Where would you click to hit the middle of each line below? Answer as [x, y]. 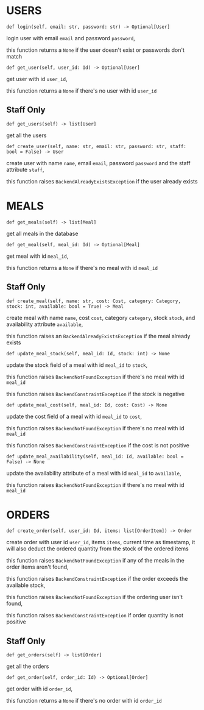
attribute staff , [25, 169]
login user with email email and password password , [71, 38]
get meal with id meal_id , [37, 256]
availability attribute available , [45, 324]
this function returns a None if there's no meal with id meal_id [82, 268]
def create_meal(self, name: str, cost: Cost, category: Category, [94, 301]
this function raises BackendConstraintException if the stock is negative [95, 394]
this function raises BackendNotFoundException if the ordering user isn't [95, 597]
